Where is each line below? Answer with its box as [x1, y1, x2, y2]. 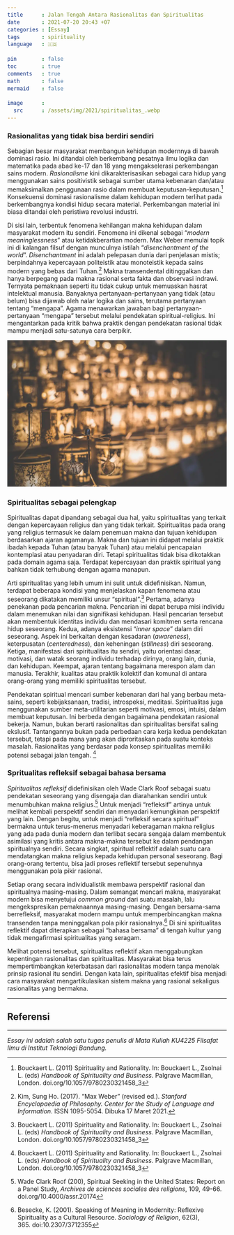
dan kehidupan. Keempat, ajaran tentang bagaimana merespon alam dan [7, 661, 216, 670]
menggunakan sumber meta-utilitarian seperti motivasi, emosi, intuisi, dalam [7, 705, 226, 713]
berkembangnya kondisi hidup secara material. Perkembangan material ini [7, 200, 220, 208]
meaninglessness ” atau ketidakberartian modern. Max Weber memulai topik [7, 236, 225, 244]
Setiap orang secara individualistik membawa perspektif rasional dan [7, 881, 205, 889]
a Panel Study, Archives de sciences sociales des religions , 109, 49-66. [17, 1185, 222, 1193]
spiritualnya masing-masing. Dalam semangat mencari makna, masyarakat [7, 888, 221, 896]
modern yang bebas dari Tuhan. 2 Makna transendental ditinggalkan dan [7, 266, 214, 275]
